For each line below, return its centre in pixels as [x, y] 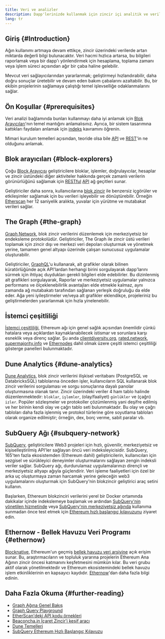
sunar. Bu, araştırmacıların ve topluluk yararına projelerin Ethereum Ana [77, 557]
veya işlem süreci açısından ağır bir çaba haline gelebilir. [62, 66]
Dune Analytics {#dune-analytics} [59, 364]
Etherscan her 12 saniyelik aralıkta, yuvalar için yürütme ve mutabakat [76, 201]
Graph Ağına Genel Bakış [37, 605]
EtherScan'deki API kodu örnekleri [47, 615]
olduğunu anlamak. [25, 144]
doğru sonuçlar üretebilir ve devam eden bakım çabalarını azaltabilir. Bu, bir [82, 81]
